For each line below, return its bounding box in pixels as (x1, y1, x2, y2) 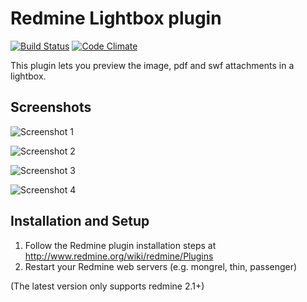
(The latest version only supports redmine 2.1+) (10, 280, 205, 292)
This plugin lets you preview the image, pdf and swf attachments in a (10, 59, 295, 71)
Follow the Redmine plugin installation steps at (24, 239, 217, 251)
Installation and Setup (10, 213, 150, 230)
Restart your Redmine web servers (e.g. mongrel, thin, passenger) (24, 260, 298, 272)
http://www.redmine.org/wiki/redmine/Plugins (24, 250, 214, 262)
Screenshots (10, 99, 92, 116)
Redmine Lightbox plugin (10, 7, 222, 30)
